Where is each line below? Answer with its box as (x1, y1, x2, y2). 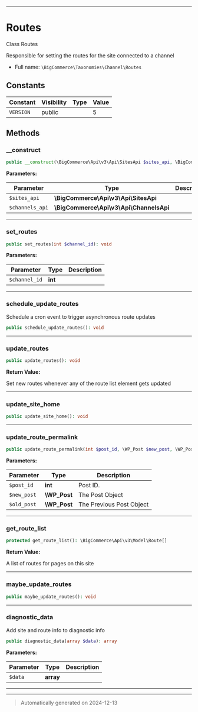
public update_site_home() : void (6, 413, 88, 420)
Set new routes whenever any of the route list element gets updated (6, 380, 171, 387)
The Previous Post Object (78, 500, 149, 509)
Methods (6, 128, 40, 138)
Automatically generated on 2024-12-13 (20, 699, 118, 706)
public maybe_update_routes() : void (6, 594, 96, 600)
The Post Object (78, 491, 123, 499)
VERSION (9, 109, 31, 115)
